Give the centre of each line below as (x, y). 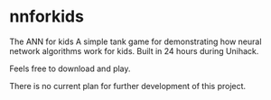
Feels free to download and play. (70, 68)
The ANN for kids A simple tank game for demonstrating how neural (135, 41)
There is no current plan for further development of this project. (128, 86)
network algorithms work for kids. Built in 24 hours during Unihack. (134, 50)
